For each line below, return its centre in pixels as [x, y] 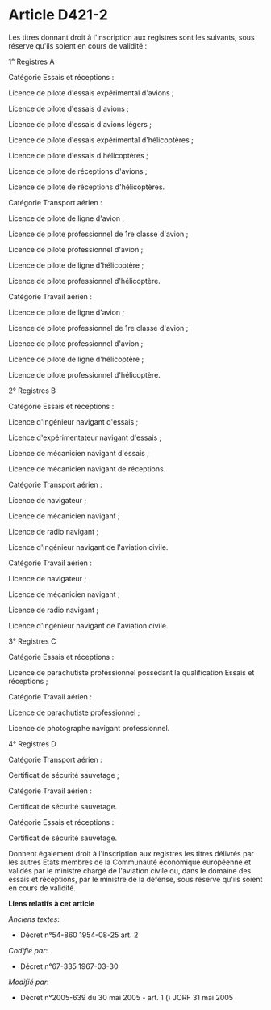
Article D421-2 [58, 15]
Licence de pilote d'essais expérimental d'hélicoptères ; [101, 140]
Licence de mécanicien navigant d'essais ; [79, 453]
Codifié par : [28, 950]
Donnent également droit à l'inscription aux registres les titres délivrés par [131, 853]
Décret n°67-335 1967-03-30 [69, 966]
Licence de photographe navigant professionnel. [89, 728]
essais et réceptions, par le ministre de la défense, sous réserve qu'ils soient [135, 879]
